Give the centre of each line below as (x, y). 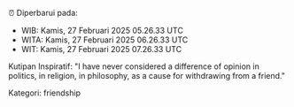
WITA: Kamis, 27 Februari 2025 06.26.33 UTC (104, 40)
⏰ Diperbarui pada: (43, 13)
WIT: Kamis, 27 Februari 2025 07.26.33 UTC (101, 49)
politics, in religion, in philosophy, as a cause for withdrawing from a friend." (147, 76)
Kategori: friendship (45, 93)
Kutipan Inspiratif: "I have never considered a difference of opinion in (134, 66)
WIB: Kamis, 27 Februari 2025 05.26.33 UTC (102, 31)
